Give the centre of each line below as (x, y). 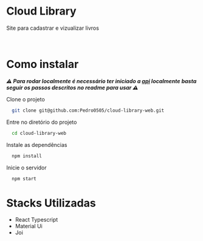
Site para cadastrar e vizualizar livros (53, 28)
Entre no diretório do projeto (42, 122)
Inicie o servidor (26, 168)
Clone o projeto (26, 99)
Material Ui (29, 226)
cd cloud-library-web (39, 133)
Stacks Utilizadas (51, 203)
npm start (24, 178)
